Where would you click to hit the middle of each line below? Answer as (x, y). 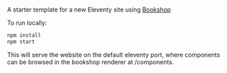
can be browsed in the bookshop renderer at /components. (91, 62)
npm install (24, 35)
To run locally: (27, 23)
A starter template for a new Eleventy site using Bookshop (89, 10)
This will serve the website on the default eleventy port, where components (114, 55)
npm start (21, 42)
